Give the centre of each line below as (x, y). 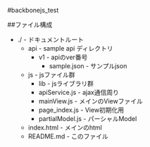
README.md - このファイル (68, 136)
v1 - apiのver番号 (63, 57)
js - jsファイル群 (51, 75)
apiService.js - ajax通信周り (79, 92)
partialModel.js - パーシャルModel (88, 119)
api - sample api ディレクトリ (71, 48)
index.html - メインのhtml (65, 127)
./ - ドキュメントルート (51, 39)
